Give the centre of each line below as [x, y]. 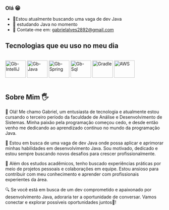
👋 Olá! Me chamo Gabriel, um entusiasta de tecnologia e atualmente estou [82, 112]
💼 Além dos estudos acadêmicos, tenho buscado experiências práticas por [83, 163]
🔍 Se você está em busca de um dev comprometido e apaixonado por [78, 189]
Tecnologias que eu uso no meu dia [62, 46]
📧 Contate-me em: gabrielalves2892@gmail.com [63, 30]
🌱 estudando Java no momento [45, 24]
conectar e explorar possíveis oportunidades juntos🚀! [61, 202]
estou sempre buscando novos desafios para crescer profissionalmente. [81, 153]
